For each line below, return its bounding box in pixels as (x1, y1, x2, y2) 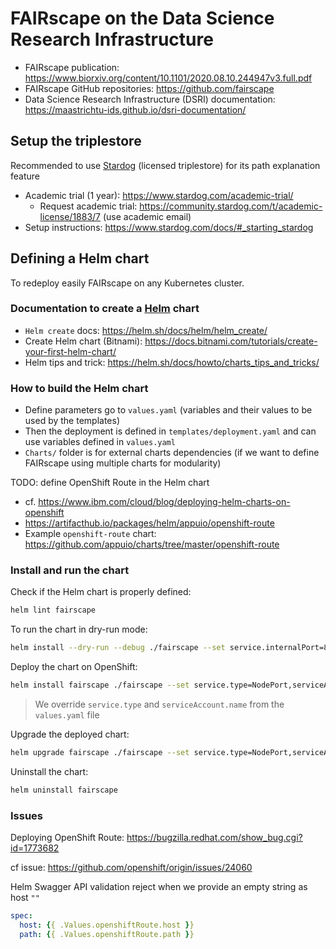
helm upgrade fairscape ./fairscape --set (10, 748, 190, 758)
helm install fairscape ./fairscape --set (10, 680, 190, 691)
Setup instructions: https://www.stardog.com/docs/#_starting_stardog (24, 221, 314, 233)
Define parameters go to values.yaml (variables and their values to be (24, 404, 313, 416)
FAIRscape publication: (24, 61, 120, 73)
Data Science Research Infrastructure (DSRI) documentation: (24, 93, 276, 105)
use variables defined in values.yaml (24, 436, 176, 448)
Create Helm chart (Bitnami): (24, 335, 143, 347)
